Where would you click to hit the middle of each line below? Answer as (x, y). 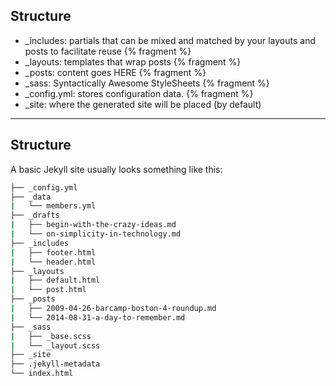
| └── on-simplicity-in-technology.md (96, 234)
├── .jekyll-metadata (55, 364)
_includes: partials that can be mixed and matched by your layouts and (170, 40)
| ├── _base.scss (51, 336)
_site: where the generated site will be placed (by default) (143, 104)
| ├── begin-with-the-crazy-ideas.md (93, 225)
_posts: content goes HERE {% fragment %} (115, 72)
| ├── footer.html (53, 252)
